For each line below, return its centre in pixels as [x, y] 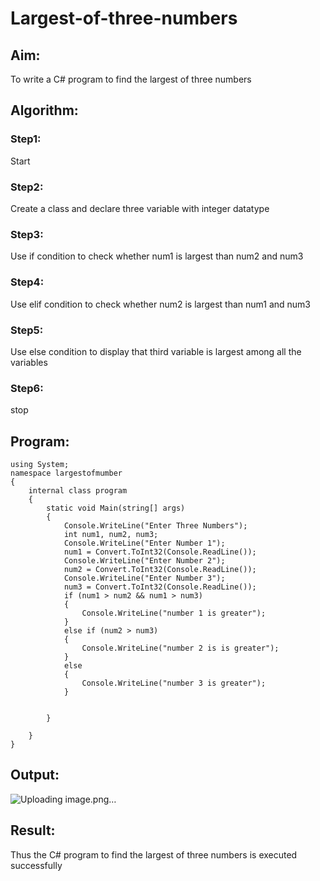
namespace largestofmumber [66, 473]
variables [29, 362]
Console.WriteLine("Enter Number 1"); [144, 543]
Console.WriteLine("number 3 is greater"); [174, 683]
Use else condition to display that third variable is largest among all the [156, 351]
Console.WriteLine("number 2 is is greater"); [180, 648]
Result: [33, 830]
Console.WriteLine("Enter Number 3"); [144, 578]
